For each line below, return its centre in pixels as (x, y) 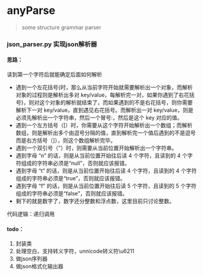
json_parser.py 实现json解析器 (52, 44)
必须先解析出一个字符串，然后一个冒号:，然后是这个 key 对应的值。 (99, 118)
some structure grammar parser (61, 27)
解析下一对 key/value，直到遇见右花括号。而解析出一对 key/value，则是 (105, 110)
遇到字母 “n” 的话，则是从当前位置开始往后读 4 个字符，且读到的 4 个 (101, 156)
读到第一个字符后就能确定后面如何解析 (54, 75)
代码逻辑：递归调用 (31, 214)
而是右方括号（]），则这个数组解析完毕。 (66, 141)
